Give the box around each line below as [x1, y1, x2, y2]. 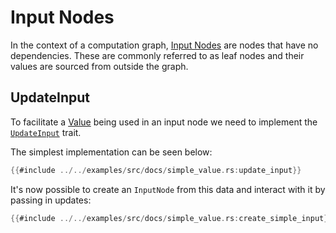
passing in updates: [10, 194, 92, 206]
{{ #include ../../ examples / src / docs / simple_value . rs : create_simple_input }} [10, 213, 333, 223]
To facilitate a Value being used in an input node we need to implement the [10, 116, 318, 128]
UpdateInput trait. [10, 126, 82, 138]
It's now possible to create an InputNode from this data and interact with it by [10, 183, 326, 195]
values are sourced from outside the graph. [10, 60, 189, 72]
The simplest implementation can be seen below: [10, 146, 213, 158]
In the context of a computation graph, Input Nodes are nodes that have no [10, 39, 319, 51]
